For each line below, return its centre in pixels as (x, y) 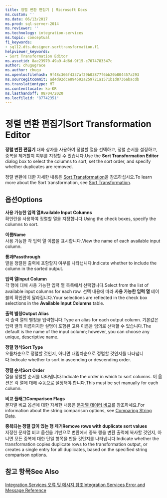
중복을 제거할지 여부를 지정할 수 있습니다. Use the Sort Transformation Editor (82, 156)
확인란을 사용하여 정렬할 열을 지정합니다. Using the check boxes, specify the (81, 219)
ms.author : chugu (23, 70)
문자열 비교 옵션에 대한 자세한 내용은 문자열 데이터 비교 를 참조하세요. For (75, 405)
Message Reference (26, 490)
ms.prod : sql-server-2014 (32, 24)
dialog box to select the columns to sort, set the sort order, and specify (78, 161)
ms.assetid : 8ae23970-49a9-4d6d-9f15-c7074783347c (59, 61)
